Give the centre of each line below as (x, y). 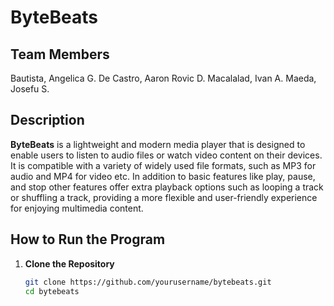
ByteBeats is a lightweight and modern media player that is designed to (158, 144)
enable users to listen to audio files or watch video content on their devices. (166, 155)
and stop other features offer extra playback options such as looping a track (167, 187)
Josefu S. (30, 89)
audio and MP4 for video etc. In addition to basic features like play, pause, (163, 176)
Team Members (60, 54)
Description (47, 120)
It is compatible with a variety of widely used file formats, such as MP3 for (163, 165)
